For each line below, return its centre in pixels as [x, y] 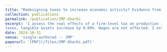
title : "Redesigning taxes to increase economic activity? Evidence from [83, 10]
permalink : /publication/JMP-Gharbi [43, 19]
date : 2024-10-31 [23, 33]
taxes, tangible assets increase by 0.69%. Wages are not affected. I [80, 28]
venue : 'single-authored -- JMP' [40, 38]
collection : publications [32, 14]
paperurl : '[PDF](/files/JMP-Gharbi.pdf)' [50, 42]
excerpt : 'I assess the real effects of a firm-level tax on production [82, 24]
